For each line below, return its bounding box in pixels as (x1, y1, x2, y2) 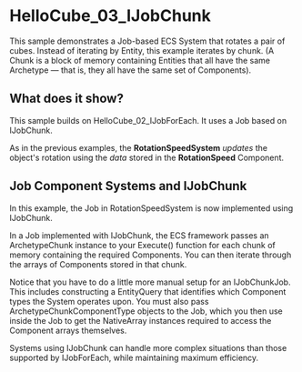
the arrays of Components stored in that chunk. (9, 258, 187, 269)
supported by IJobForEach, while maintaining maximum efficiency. (9, 352, 259, 363)
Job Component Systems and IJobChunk (9, 178, 247, 194)
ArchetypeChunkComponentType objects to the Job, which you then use (9, 306, 284, 317)
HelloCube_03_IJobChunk (9, 5, 212, 26)
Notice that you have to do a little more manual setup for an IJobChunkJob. (9, 276, 291, 287)
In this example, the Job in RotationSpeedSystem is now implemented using (9, 202, 294, 214)
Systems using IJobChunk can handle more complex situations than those (9, 342, 287, 353)
